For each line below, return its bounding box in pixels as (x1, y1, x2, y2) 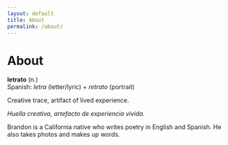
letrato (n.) (7, 75, 38, 84)
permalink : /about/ (7, 23, 64, 30)
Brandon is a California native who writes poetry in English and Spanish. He (7, 123, 222, 131)
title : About (7, 17, 45, 23)
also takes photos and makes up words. (7, 130, 120, 139)
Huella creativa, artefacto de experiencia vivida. (7, 110, 145, 118)
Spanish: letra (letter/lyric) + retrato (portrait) (7, 83, 135, 91)
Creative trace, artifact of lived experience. (7, 96, 129, 104)
